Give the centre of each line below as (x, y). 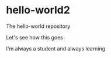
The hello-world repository (38, 26)
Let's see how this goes (34, 37)
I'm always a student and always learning (56, 48)
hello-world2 (38, 10)
